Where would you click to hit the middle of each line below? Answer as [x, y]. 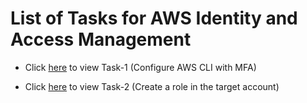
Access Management [101, 39]
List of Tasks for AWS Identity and [154, 18]
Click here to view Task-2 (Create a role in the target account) [152, 86]
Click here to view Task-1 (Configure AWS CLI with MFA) [140, 67]
